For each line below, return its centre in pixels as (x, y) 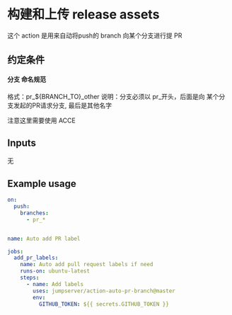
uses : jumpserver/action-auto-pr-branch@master (104, 291)
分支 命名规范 (27, 79)
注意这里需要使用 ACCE (41, 120)
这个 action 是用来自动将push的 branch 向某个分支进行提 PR (95, 35)
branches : (35, 213)
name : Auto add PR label (44, 239)
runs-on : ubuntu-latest (55, 271)
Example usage (42, 184)
